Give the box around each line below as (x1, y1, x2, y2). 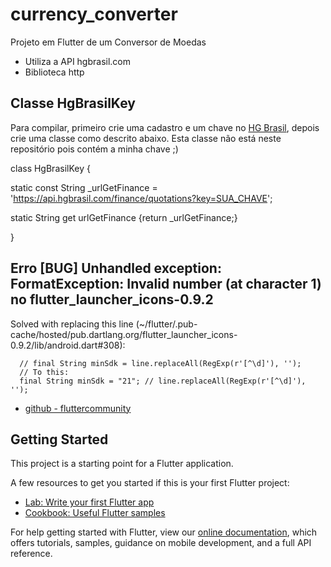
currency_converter (10, 3, 178, 26)
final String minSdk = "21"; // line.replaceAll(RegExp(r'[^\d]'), (19, 376, 307, 386)
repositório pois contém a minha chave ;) (10, 143, 179, 155)
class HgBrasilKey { (10, 162, 91, 174)
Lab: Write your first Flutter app (24, 496, 155, 508)
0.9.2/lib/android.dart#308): (10, 339, 126, 351)
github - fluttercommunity (24, 402, 132, 414)
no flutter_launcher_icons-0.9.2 (10, 291, 214, 308)
